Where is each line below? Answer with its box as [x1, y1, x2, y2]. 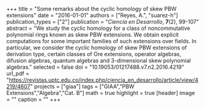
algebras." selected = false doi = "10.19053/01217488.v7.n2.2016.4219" [6, 63, 185, 71]
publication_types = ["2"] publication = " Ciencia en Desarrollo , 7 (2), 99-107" [6, 18, 199, 25]
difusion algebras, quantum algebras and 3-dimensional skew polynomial [6, 57, 191, 64]
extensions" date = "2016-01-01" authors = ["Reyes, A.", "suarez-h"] [6, 12, 179, 19]
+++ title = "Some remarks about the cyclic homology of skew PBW [6, 5, 177, 12]
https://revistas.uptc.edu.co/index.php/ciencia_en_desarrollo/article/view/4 [9, 76, 199, 83]
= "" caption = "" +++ [6, 96, 61, 103]
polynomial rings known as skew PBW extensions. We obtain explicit [6, 31, 179, 38]
